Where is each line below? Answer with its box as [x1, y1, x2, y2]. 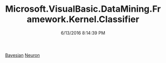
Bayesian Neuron [5, 52, 41, 58]
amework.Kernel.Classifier [27, 14, 139, 25]
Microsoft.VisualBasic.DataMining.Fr [5, 3, 161, 15]
